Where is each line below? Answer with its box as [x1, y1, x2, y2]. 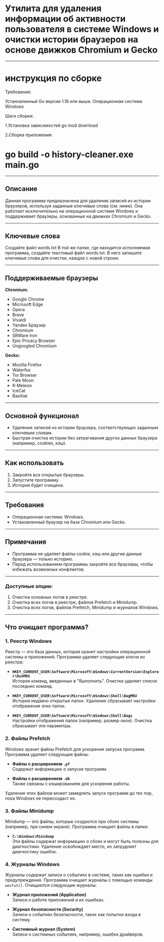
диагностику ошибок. [12, 849, 58, 855]
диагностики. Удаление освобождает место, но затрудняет [12, 843, 137, 849]
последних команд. [12, 683, 53, 689]
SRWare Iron [12, 333, 38, 339]
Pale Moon [12, 378, 34, 383]
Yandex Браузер [12, 322, 46, 328]
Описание [5, 185, 38, 193]
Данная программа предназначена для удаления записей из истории [5, 198, 151, 203]
